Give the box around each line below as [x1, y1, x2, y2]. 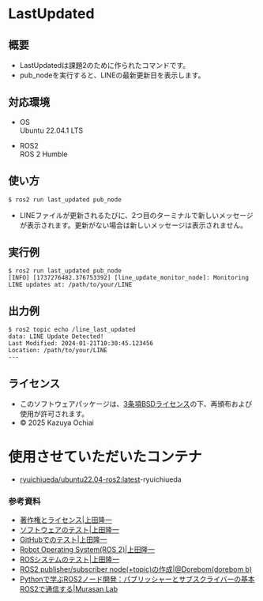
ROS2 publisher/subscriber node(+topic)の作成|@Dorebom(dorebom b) [19, 565, 253, 574]
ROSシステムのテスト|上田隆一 [19, 554, 120, 565]
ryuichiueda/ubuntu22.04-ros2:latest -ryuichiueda [19, 475, 182, 484]
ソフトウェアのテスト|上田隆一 [19, 525, 120, 535]
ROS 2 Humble [19, 149, 68, 159]
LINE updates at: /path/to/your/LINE [8, 281, 133, 289]
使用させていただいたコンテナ [8, 448, 203, 466]
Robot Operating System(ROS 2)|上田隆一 [19, 545, 156, 554]
